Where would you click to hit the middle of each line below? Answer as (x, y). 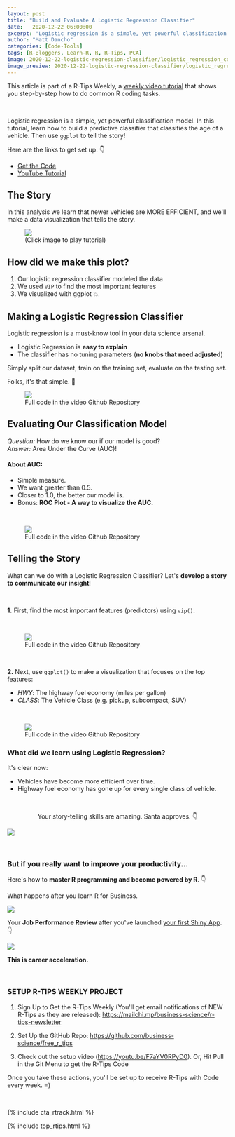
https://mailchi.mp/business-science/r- (159, 1014)
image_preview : (29, 66)
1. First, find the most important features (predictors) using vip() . (101, 610)
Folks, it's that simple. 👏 (41, 382)
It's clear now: (28, 768)
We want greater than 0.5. (55, 487)
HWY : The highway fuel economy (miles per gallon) (92, 692)
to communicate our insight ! (49, 583)
